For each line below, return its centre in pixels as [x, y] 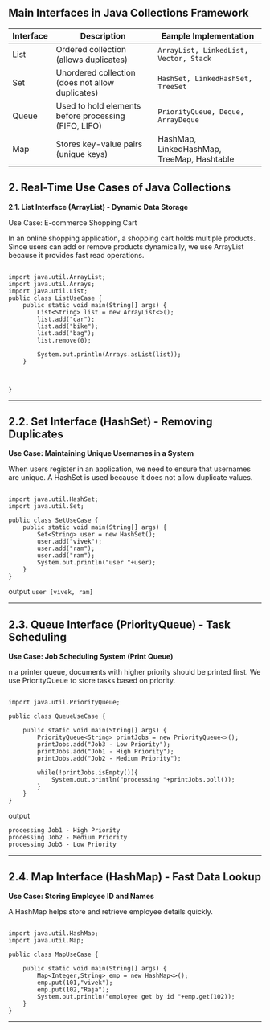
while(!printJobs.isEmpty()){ [88, 773]
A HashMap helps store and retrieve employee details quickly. [110, 912]
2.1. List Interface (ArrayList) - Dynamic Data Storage [98, 207]
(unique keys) [82, 154]
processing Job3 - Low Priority [62, 845]
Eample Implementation [208, 35]
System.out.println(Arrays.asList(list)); [109, 354]
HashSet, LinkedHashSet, [205, 78]
